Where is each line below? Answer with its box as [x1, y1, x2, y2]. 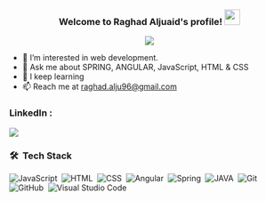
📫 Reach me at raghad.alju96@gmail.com [21, 81, 178, 92]
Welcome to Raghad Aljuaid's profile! [59, 15, 223, 28]
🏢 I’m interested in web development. [21, 52, 158, 63]
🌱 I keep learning [21, 71, 85, 82]
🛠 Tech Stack [9, 149, 73, 162]
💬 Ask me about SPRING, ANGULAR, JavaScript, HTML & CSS [21, 62, 249, 73]
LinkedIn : [9, 107, 53, 119]
